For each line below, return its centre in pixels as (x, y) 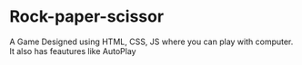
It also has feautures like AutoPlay (73, 51)
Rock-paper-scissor (87, 17)
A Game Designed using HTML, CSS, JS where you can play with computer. (151, 42)
